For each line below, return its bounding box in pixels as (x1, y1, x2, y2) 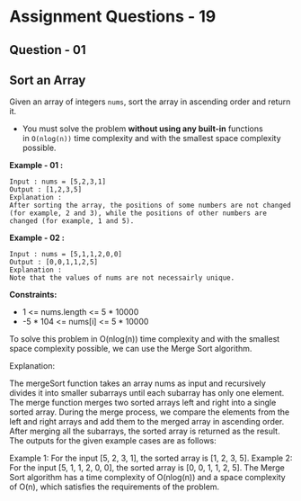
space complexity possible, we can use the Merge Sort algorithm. (9, 344, 252, 354)
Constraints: (9, 290, 58, 300)
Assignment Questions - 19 (9, 6, 217, 27)
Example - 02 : (9, 232, 65, 244)
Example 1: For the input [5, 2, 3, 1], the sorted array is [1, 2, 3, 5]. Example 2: (9, 452, 293, 464)
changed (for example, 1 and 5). (9, 217, 135, 226)
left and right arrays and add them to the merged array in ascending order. (9, 416, 285, 427)
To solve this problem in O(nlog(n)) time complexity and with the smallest (9, 334, 280, 344)
